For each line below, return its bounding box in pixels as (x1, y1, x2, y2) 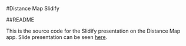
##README (6, 16, 34, 23)
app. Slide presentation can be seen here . (6, 34, 108, 40)
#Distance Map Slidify (6, 5, 60, 12)
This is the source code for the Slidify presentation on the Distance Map (6, 27, 181, 34)
